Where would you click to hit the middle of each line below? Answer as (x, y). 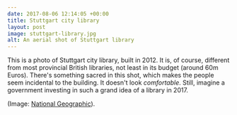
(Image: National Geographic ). (51, 104)
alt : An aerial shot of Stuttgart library (71, 40)
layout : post (27, 27)
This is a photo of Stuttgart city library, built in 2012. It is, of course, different (118, 60)
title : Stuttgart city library (53, 20)
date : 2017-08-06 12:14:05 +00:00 (58, 14)
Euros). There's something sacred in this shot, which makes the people (111, 75)
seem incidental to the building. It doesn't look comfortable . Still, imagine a (116, 83)
